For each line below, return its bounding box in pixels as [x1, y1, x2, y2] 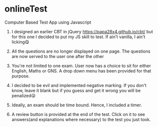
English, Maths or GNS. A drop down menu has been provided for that [11, 68, 151, 73]
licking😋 [11, 39, 30, 44]
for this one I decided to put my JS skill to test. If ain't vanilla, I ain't [11, 34, 146, 40]
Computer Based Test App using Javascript [4, 19, 92, 25]
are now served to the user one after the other [11, 53, 104, 59]
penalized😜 [11, 93, 36, 99]
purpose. [11, 73, 30, 79]
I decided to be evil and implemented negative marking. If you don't [11, 82, 147, 88]
